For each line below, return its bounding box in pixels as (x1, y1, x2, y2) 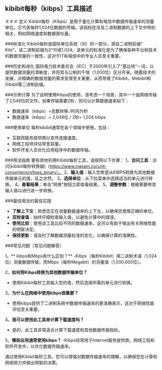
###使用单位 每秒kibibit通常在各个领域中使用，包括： (5, 124, 111, 130)
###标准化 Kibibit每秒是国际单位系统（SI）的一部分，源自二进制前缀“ (5, 41, 143, 47)
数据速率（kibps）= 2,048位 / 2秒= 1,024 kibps (12, 114, 106, 120)
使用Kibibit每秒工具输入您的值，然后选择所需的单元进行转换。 (12, 279, 135, 285)
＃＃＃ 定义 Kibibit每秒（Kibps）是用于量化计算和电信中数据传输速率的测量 (5, 18, 154, 24)
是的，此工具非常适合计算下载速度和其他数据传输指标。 (12, 327, 122, 333)
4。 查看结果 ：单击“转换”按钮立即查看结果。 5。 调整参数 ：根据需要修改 (14, 181, 156, 187)
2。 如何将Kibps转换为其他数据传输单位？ (5, 269, 88, 275)
